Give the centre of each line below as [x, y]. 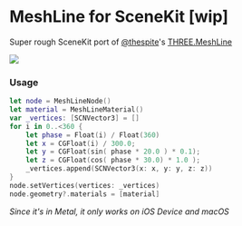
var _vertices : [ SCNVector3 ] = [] [75, 118]
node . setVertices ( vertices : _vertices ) [85, 185]
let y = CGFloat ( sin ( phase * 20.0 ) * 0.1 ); [113, 152]
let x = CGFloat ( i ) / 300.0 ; [81, 143]
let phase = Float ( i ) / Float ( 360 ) [93, 135]
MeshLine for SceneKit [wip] [119, 17]
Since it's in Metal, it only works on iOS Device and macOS [119, 211]
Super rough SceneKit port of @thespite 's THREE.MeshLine [121, 42]
